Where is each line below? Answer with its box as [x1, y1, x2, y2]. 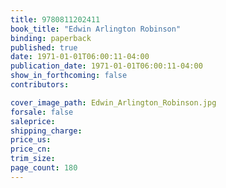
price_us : [10, 135, 52, 145]
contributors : [10, 80, 70, 90]
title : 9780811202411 [10, 14, 101, 25]
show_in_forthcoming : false [10, 71, 128, 81]
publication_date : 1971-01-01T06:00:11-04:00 [10, 61, 203, 71]
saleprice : [10, 116, 56, 126]
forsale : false [10, 107, 74, 117]
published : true [10, 42, 78, 53]
